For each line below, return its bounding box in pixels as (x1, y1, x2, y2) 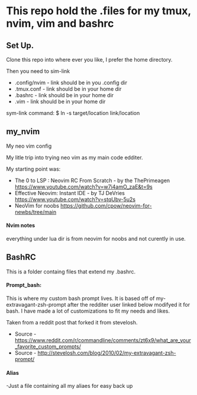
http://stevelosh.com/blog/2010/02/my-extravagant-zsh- (37, 349, 176, 356)
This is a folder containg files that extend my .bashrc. (6, 268, 136, 275)
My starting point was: (6, 165, 61, 173)
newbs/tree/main (14, 208, 57, 215)
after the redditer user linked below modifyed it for (67, 301, 190, 308)
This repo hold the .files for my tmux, (6, 4, 191, 18)
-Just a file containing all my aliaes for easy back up (6, 383, 133, 390)
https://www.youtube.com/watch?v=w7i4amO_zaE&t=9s (14, 183, 153, 190)
